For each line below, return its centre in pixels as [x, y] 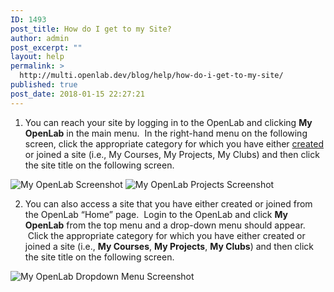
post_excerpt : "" [46, 47]
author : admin [40, 38]
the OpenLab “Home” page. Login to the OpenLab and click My [156, 214]
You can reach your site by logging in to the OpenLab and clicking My [168, 122]
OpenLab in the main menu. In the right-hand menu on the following [166, 133]
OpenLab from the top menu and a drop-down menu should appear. [165, 225]
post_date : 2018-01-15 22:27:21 [77, 94]
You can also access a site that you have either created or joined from [168, 203]
